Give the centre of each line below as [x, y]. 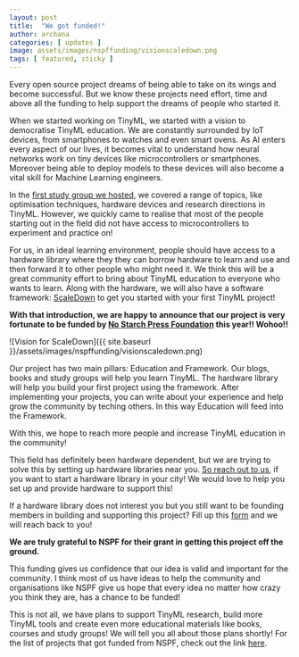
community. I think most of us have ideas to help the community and [135, 578]
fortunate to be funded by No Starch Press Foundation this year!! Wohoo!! [149, 324]
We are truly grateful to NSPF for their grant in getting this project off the [146, 542]
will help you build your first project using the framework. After [124, 387]
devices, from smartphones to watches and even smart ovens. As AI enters [147, 140]
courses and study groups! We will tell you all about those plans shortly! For [148, 633]
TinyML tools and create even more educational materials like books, [136, 624]
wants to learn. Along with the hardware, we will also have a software [137, 288]
